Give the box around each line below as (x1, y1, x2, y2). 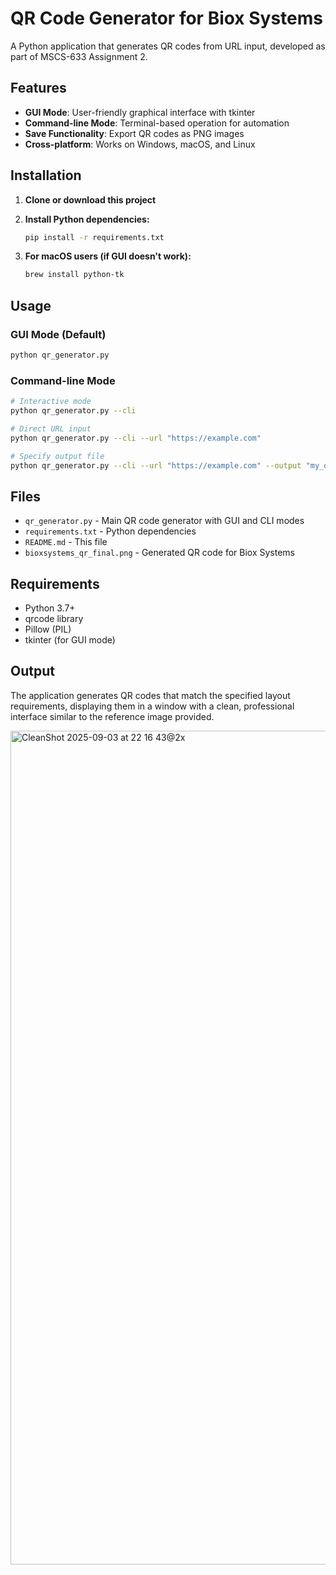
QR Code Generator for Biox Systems (10, 7, 323, 30)
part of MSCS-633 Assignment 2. (10, 50, 148, 62)
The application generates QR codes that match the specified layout (10, 689, 291, 701)
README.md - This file (24, 536, 108, 548)
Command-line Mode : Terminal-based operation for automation (24, 117, 290, 129)
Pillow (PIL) (24, 623, 72, 636)
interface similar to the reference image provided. (10, 710, 215, 722)
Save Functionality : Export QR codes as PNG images (24, 127, 245, 139)
